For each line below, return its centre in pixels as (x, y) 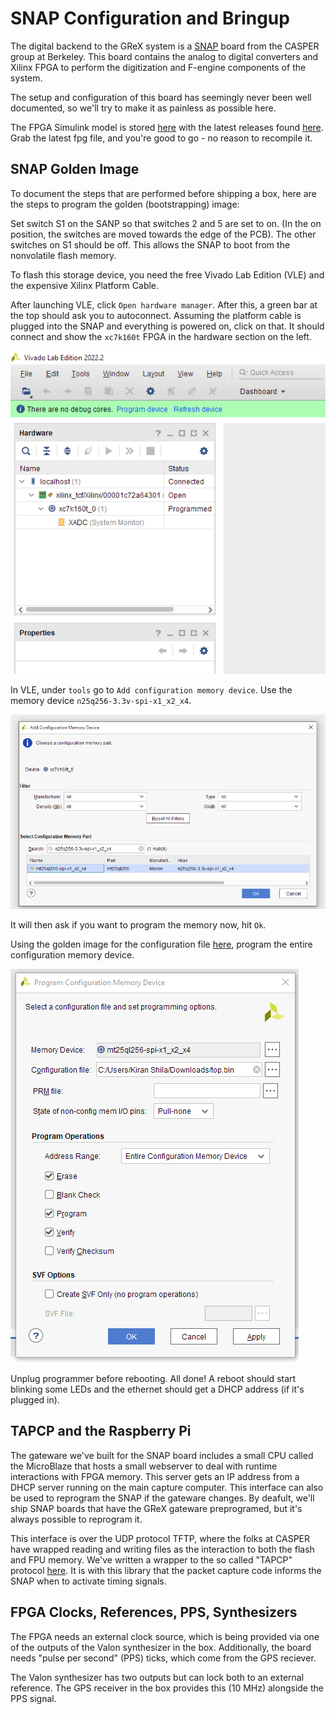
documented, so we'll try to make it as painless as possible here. (143, 108)
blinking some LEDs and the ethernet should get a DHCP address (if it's (157, 1389)
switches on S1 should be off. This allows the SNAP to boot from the (150, 244)
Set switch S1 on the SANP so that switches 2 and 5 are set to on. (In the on (166, 223)
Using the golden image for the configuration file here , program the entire (161, 944)
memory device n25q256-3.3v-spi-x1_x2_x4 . (101, 701)
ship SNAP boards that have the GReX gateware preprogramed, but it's (156, 1508)
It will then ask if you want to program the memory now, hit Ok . (138, 925)
